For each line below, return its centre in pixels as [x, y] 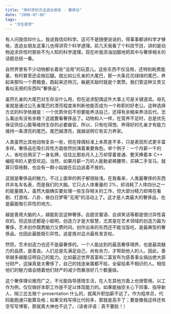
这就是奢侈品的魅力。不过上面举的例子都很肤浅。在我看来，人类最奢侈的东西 [85, 178]
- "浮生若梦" [22, 24]
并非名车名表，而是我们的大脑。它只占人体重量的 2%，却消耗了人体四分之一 [85, 185]
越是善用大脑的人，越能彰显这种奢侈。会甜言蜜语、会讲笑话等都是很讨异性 [83, 215]
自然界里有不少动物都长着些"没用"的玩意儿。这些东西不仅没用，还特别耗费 [83, 69]
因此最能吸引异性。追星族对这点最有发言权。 [70, 234]
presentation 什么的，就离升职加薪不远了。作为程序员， [101, 294]
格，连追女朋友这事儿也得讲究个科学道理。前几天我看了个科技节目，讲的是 [83, 46]
